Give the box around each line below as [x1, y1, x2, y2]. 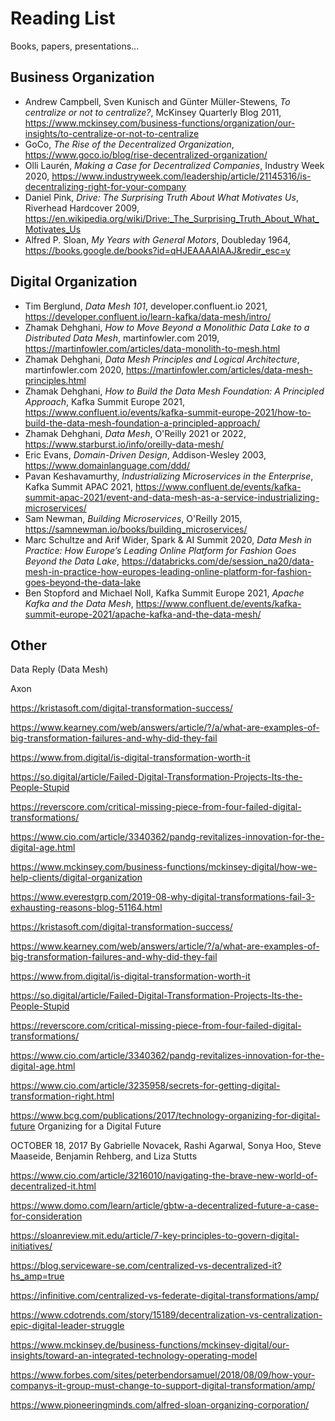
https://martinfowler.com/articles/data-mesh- [125, 363, 313, 376]
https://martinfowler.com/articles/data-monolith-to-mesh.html [24, 342, 281, 354]
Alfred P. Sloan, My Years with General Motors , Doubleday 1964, [24, 233, 291, 246]
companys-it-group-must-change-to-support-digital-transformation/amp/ [10, 1380, 316, 1392]
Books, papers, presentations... [10, 40, 140, 52]
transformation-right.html [10, 1090, 115, 1102]
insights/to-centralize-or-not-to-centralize [24, 127, 200, 139]
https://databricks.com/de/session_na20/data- [121, 555, 315, 567]
